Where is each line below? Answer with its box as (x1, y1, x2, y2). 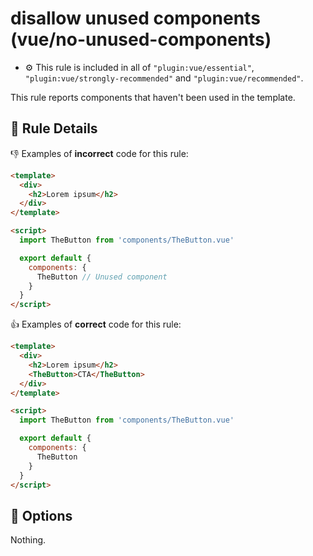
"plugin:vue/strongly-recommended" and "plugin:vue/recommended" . (24, 72, 304, 84)
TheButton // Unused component (36, 272, 168, 282)
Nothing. (10, 534, 47, 546)
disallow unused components (10, 7, 261, 30)
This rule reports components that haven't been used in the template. (10, 91, 296, 103)
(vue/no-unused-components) (10, 28, 272, 51)
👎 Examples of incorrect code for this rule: (10, 147, 189, 159)
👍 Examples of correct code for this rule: (10, 318, 182, 331)
